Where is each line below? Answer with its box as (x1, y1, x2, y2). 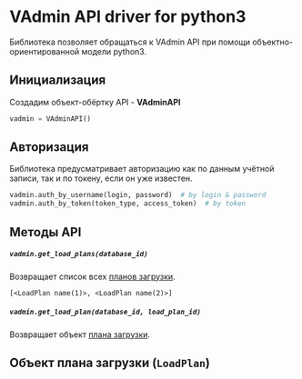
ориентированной (9, 45, 80, 56)
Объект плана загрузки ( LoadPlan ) (9, 354, 211, 370)
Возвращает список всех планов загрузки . (9, 271, 176, 282)
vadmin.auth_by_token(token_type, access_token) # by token (9, 199, 247, 208)
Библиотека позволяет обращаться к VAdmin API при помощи (9, 36, 251, 47)
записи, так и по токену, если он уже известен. (9, 173, 193, 184)
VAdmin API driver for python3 (9, 6, 247, 27)
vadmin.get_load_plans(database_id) (9, 250, 148, 259)
